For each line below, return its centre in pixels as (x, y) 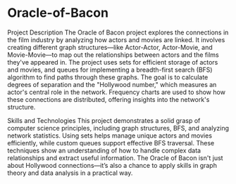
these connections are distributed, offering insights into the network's (108, 99)
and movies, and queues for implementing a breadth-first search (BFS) (110, 70)
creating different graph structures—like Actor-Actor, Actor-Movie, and (110, 47)
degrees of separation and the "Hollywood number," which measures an (112, 84)
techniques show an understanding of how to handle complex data (104, 150)
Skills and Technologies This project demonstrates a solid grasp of (104, 120)
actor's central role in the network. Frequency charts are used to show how (116, 92)
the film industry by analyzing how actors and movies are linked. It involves (116, 39)
